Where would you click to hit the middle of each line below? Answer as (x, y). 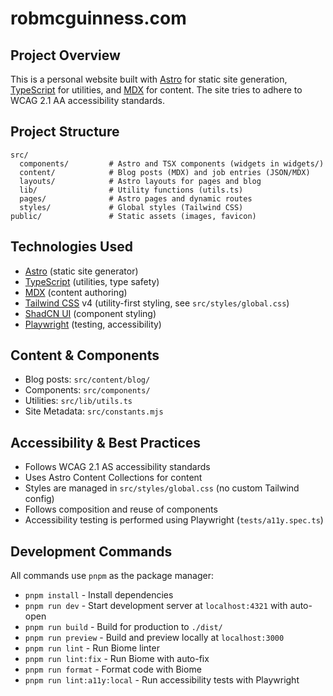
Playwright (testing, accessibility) (93, 324)
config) (39, 499)
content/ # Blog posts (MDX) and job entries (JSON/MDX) (165, 172)
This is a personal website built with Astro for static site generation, (149, 79)
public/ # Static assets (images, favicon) (133, 216)
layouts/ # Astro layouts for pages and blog (140, 181)
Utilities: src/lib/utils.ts (78, 401)
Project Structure (65, 132)
